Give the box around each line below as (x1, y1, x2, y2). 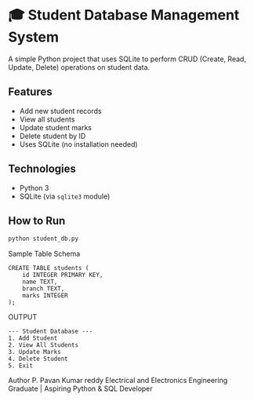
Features (8, 86, 53, 99)
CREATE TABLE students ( (8, 264, 89, 272)
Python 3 (19, 183, 49, 192)
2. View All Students (8, 341, 79, 349)
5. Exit (8, 362, 34, 370)
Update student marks (19, 122, 93, 132)
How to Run (8, 213, 66, 228)
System (8, 28, 60, 46)
